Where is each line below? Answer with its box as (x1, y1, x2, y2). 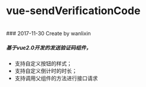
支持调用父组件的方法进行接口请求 (14, 75, 98, 82)
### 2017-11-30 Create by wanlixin (6, 29, 91, 36)
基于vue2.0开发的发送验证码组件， (6, 44, 92, 51)
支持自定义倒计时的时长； (14, 67, 77, 74)
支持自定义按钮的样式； (14, 60, 72, 67)
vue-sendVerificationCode (6, 4, 141, 18)
